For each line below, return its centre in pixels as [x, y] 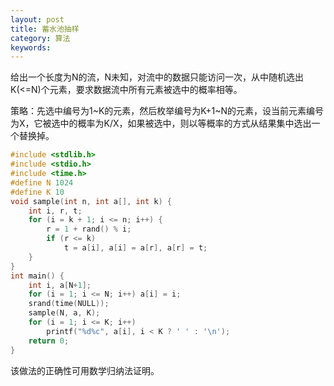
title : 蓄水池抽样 [45, 29]
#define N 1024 [42, 182]
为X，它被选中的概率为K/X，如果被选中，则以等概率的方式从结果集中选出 [161, 123]
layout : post [37, 19]
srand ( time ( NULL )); [69, 304]
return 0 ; [49, 341]
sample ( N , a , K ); [64, 313]
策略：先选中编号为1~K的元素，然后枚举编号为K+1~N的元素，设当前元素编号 [167, 111]
